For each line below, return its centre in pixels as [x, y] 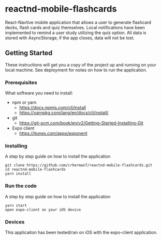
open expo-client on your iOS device [43, 209]
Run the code [21, 186]
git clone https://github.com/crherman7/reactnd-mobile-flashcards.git [79, 165]
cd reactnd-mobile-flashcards [36, 170]
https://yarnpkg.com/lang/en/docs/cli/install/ [64, 113]
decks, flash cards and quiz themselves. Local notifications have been [75, 27]
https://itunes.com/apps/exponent [53, 133]
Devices [15, 222]
